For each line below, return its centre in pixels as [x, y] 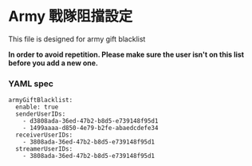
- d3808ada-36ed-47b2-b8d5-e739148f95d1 [91, 121]
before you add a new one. [53, 63]
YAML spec [31, 83]
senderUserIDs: [41, 114]
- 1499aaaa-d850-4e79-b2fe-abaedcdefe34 [91, 128]
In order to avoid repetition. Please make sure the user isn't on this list [126, 54]
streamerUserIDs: [44, 149]
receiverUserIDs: [44, 135]
